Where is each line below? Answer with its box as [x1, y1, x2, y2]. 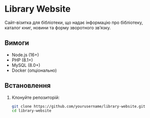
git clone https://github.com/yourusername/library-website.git [11, 104, 146, 109]
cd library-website [11, 108, 52, 113]
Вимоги [4, 39, 29, 47]
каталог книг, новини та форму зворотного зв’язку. [4, 24, 111, 30]
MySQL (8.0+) [11, 62, 41, 68]
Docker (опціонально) [11, 67, 57, 73]
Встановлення [4, 81, 51, 90]
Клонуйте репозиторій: [11, 94, 60, 100]
